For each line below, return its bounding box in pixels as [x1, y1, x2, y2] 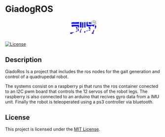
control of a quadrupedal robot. [5, 74, 69, 80]
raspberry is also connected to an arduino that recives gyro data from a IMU [5, 94, 160, 100]
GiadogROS [5, 3, 53, 15]
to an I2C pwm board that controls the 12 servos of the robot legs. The [5, 88, 148, 94]
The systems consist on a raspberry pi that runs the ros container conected [5, 83, 159, 89]
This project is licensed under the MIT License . [5, 126, 100, 132]
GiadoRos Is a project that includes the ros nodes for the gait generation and [5, 69, 160, 75]
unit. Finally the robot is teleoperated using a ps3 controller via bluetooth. [5, 99, 154, 105]
